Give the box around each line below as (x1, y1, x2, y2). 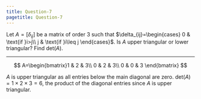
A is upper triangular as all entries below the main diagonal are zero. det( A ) (6, 73, 191, 81)
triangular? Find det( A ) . (6, 45, 63, 52)
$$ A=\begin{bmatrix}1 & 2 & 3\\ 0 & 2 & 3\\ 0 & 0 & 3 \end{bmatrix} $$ (14, 62, 187, 69)
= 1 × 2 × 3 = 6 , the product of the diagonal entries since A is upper (6, 80, 172, 87)
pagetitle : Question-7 (6, 14, 63, 20)
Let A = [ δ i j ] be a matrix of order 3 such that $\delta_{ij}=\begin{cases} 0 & (6, 30, 190, 39)
